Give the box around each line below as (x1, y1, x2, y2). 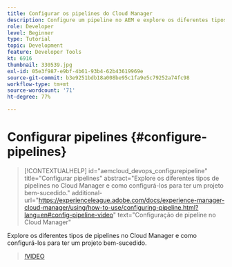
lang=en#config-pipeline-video (23, 210, 114, 219)
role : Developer (7, 23, 54, 30)
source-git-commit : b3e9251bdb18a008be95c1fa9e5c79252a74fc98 (7, 74, 190, 81)
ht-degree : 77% (7, 94, 51, 101)
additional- (71, 188, 103, 197)
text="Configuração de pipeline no (117, 210, 216, 219)
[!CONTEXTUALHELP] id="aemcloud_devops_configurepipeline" (23, 166, 208, 175)
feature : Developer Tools (7, 49, 81, 56)
